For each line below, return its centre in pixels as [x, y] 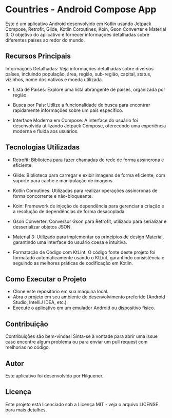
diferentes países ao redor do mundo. [45, 40]
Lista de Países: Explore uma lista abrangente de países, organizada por [89, 89]
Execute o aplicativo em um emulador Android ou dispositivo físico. [84, 308]
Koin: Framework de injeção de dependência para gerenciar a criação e [88, 206]
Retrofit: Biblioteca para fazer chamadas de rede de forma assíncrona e [88, 160]
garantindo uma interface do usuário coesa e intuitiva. [70, 242]
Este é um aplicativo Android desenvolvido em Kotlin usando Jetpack [78, 24]
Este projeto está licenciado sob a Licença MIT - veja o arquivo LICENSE [82, 404]
